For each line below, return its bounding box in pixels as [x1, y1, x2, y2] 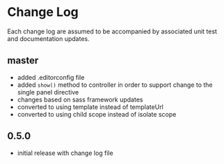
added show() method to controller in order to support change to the [17, 81, 214, 89]
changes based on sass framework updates [17, 95, 143, 104]
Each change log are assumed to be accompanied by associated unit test [7, 27, 218, 35]
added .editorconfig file [17, 73, 85, 81]
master [7, 55, 39, 67]
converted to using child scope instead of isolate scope [17, 110, 177, 118]
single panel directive [17, 88, 79, 96]
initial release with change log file [17, 149, 113, 157]
